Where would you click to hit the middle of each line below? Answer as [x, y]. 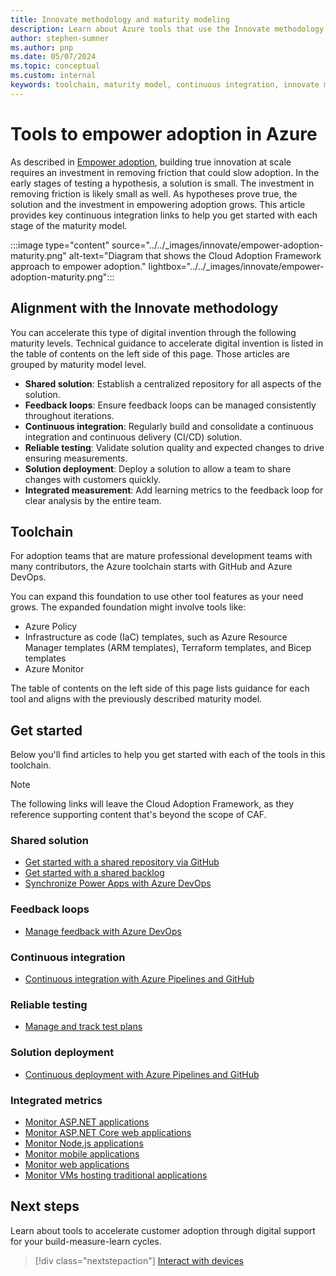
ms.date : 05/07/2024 [53, 57]
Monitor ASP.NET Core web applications [108, 1132]
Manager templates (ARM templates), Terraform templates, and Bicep [168, 648]
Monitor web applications [77, 1164]
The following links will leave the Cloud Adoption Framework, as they [152, 804]
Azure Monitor [54, 669]
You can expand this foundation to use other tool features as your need [157, 597]
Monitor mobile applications [82, 1153]
